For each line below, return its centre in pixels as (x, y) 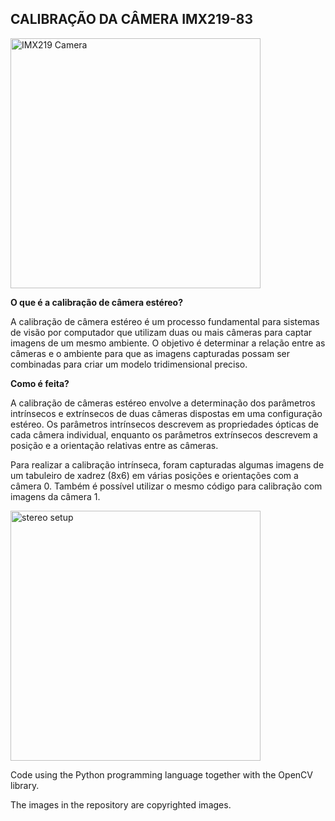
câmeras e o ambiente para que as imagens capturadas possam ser (150, 353)
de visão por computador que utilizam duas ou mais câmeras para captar (161, 332)
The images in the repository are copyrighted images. (121, 804)
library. (25, 785)
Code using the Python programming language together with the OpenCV (161, 774)
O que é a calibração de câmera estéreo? (97, 302)
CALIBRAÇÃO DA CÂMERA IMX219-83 (132, 19)
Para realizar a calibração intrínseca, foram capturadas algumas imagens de (167, 464)
